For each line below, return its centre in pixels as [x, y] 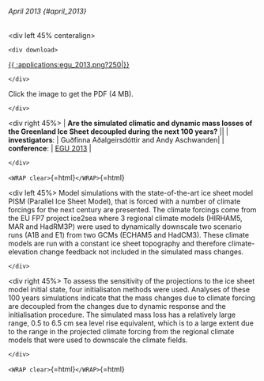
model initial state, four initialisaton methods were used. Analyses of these [129, 290]
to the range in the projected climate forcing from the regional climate [121, 332]
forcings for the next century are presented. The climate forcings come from [132, 210]
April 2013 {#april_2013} [47, 11]
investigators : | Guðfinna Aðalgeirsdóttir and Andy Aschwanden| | [116, 140]
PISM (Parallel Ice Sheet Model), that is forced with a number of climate [124, 201]
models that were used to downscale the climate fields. [98, 340]
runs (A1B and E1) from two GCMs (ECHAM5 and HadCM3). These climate [129, 235]
